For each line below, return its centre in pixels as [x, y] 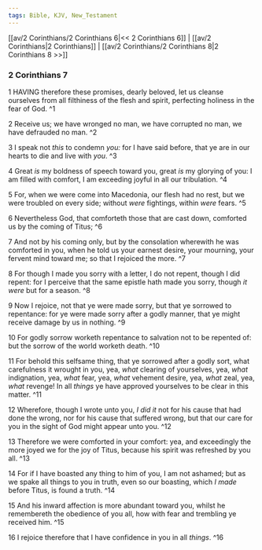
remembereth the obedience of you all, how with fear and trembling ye [122, 513]
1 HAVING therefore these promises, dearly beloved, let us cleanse [116, 92]
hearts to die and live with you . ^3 [63, 156]
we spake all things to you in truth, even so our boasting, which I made [123, 482]
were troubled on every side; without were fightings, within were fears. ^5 [127, 203]
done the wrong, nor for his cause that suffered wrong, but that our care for [131, 418]
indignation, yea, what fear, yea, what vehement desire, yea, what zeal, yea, [131, 377]
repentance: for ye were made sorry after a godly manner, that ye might [124, 313]
